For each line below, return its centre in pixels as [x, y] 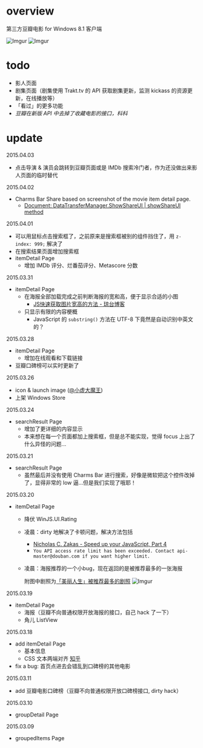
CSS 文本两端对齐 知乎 [52, 658]
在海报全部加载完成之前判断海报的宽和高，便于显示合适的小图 [101, 296]
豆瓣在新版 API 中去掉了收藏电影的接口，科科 [72, 113]
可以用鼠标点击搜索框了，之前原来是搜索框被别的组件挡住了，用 [95, 236]
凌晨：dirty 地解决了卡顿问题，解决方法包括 [78, 531]
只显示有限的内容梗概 [51, 311]
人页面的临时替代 [36, 175]
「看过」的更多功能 [39, 106]
